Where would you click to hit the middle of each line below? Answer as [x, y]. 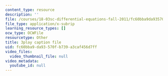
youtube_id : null [28, 65]
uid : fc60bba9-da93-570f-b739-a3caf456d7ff [51, 47]
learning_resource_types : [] [35, 28]
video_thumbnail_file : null [39, 56]
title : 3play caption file [33, 42]
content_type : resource [30, 10]
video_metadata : [22, 61]
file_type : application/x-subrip [40, 24]
